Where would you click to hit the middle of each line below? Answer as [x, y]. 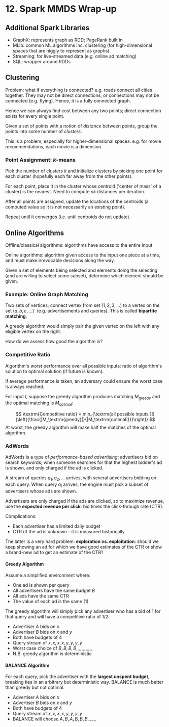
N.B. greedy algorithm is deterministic [52, 654]
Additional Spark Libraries [47, 28]
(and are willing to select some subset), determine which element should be [84, 275]
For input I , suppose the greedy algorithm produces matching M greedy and [83, 397]
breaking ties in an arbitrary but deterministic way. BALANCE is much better [84, 682]
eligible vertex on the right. [33, 331]
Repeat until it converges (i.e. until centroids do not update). [68, 217]
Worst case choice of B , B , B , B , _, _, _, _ [53, 648]
